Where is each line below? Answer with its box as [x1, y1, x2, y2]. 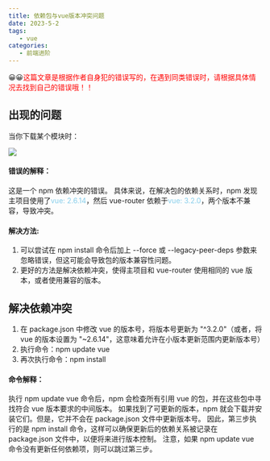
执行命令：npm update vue [19, 344, 110, 355]
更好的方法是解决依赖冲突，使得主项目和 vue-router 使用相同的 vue [19, 265, 244, 275]
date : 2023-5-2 [8, 19, 60, 27]
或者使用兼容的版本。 [34, 276, 106, 285]
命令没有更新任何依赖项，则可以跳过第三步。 [8, 444, 157, 454]
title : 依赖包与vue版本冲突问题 [8, 11, 105, 20]
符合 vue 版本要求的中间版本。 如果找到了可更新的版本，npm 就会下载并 [15, 404, 255, 413]
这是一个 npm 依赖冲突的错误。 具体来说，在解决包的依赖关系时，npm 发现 [8, 186, 258, 196]
